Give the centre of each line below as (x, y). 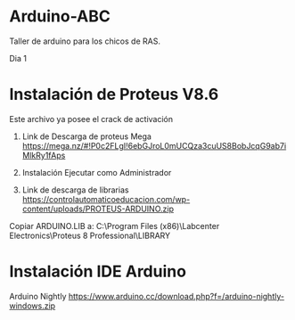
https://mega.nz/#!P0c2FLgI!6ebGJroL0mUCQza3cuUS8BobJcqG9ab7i (154, 145)
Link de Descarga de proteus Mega (86, 136)
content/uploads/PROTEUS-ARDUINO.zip (98, 209)
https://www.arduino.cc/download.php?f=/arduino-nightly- (176, 296)
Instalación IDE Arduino (98, 271)
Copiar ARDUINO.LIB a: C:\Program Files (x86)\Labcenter (115, 226)
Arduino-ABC (60, 16)
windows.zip (33, 306)
